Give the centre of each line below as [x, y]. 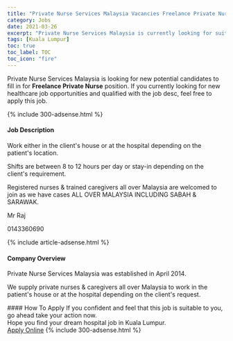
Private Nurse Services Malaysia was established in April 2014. [97, 274]
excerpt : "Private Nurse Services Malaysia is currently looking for [110, 33]
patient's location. [33, 153]
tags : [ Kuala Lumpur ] [38, 40]
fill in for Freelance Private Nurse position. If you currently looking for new [114, 86]
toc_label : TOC [29, 53]
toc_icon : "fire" [32, 59]
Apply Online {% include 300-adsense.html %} [74, 330]
